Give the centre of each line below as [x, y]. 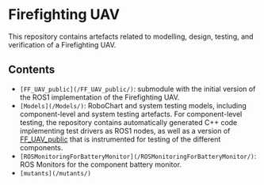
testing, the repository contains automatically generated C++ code [128, 122]
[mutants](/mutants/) [55, 173]
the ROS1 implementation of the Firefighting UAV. [99, 97]
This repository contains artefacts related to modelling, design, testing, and [131, 36]
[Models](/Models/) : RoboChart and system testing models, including [133, 105]
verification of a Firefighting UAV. [62, 44]
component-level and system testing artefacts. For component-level [131, 114]
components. [41, 147]
